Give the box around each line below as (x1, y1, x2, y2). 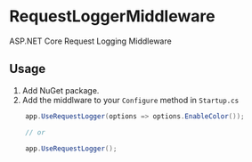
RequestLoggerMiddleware (9, 6, 215, 27)
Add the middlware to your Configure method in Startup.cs (21, 94, 240, 105)
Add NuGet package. (21, 85, 100, 95)
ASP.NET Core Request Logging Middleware (9, 36, 172, 46)
